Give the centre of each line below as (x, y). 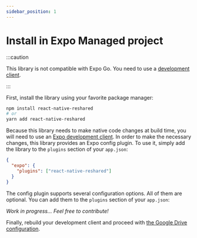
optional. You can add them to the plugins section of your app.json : (88, 199)
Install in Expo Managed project (85, 40)
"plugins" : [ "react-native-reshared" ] (64, 171)
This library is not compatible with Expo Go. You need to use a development (98, 68)
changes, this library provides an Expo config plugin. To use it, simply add (96, 143)
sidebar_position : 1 (31, 11)
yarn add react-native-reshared (46, 119)
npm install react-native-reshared (50, 108)
